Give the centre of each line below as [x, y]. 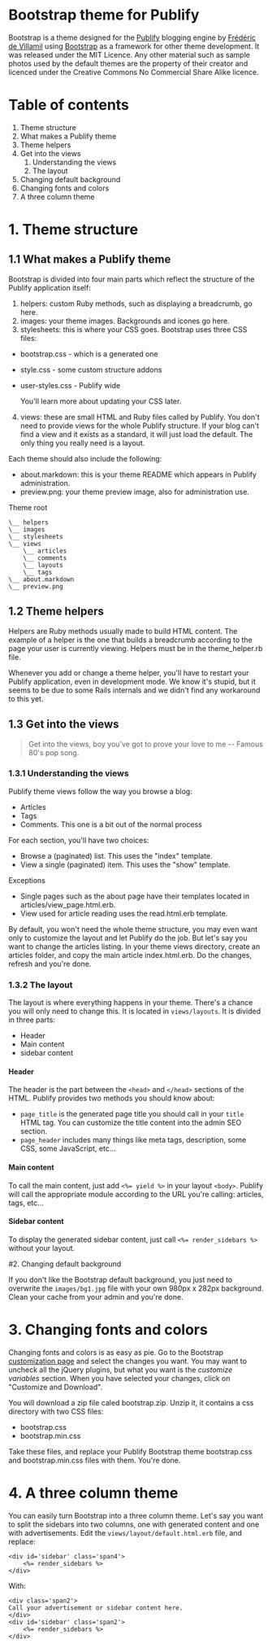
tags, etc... [26, 1203]
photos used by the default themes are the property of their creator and [128, 63]
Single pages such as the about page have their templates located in [135, 896]
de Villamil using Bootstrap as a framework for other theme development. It [134, 46]
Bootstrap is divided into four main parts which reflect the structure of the [132, 279]
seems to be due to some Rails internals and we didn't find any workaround [134, 690]
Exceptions [27, 880]
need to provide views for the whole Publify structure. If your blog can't [140, 426]
